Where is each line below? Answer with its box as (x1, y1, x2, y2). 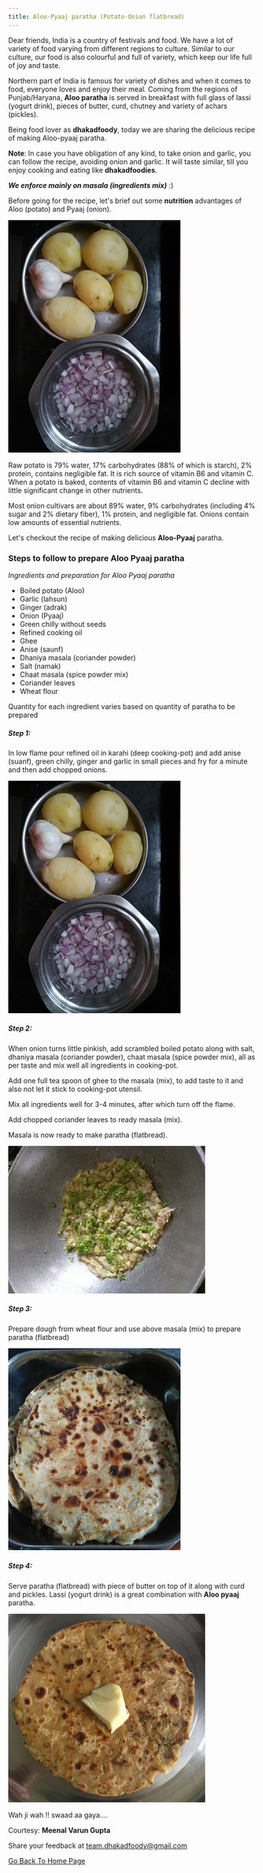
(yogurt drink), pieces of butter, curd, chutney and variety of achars (8, 101, 228, 111)
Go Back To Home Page (8, 1856, 86, 1865)
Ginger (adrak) (19, 602, 68, 612)
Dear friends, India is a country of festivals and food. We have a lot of (8, 36, 234, 45)
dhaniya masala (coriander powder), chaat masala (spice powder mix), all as (8, 1052, 256, 1061)
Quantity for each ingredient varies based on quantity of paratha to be (8, 701, 236, 711)
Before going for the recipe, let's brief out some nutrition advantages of (8, 196, 242, 205)
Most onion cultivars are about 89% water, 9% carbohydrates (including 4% (8, 501, 256, 510)
